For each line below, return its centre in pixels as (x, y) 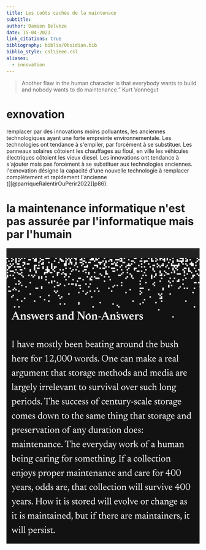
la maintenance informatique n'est (96, 208)
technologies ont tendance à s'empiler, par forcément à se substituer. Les (99, 144)
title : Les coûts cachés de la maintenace (61, 13)
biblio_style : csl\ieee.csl (42, 52)
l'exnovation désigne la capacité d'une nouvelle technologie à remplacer (98, 170)
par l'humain (39, 234)
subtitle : (19, 19)
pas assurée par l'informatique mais (100, 221)
